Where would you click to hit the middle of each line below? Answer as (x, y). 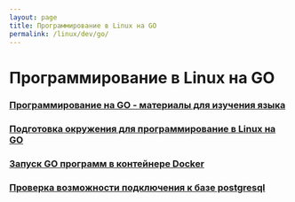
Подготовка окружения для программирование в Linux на (143, 129)
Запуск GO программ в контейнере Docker (107, 164)
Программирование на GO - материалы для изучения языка (147, 105)
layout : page (33, 17)
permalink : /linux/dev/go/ (59, 34)
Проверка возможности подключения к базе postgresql (137, 188)
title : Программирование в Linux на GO (83, 26)
